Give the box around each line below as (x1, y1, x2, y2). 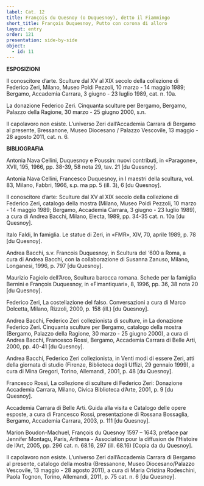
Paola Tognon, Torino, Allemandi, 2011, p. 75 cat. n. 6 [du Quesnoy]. (6, 473, 177, 480)
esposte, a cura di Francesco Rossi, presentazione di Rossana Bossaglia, (6, 410, 189, 418)
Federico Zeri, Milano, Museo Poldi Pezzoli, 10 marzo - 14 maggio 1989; (6, 83, 186, 91)
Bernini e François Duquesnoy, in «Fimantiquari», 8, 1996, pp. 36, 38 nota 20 (6, 280, 199, 287)
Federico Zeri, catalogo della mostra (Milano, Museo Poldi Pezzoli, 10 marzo (6, 199, 197, 207)
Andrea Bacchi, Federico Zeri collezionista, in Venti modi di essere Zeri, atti (6, 354, 195, 362)
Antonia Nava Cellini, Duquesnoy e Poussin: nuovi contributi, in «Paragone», (6, 157, 198, 164)
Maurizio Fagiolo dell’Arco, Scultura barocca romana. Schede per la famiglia (6, 273, 197, 281)
